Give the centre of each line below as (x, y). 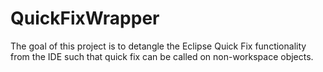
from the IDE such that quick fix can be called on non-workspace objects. (162, 56)
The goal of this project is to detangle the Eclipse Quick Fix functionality (158, 46)
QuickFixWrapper (85, 18)
